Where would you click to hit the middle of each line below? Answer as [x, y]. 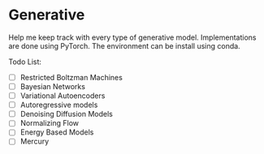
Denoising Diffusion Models [67, 114]
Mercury [35, 141]
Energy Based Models [57, 132]
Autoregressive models [59, 105]
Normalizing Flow [50, 123]
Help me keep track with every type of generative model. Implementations [132, 37]
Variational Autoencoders [63, 96]
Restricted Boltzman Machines [71, 77]
